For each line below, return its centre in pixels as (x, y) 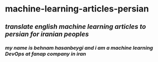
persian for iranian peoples (47, 34)
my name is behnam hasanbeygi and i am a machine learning (79, 48)
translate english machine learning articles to (76, 27)
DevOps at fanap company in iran (46, 54)
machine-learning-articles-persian (77, 9)
